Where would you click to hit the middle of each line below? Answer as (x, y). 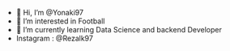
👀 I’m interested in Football (60, 21)
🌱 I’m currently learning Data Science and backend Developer (119, 30)
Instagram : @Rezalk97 (54, 38)
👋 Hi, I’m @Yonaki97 (49, 13)
